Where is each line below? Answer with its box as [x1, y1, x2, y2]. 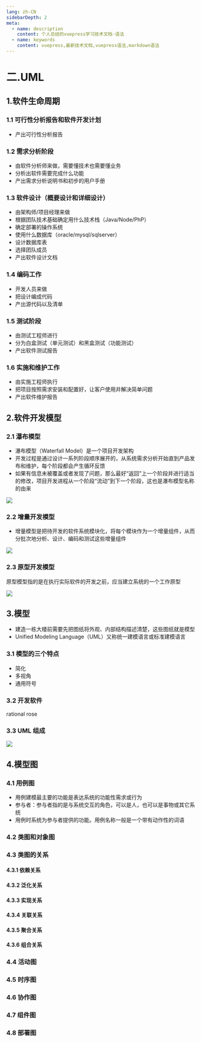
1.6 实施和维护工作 [6, 363, 60, 372]
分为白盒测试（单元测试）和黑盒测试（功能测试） [14, 339, 137, 346]
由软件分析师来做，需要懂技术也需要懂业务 [14, 162, 121, 170]
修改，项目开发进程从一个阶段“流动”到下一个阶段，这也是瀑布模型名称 [20, 477, 195, 484]
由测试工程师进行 [14, 331, 58, 338]
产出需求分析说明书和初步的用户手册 [14, 177, 106, 185]
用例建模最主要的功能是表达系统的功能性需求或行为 [14, 793, 142, 801]
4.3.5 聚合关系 [6, 926, 42, 933]
